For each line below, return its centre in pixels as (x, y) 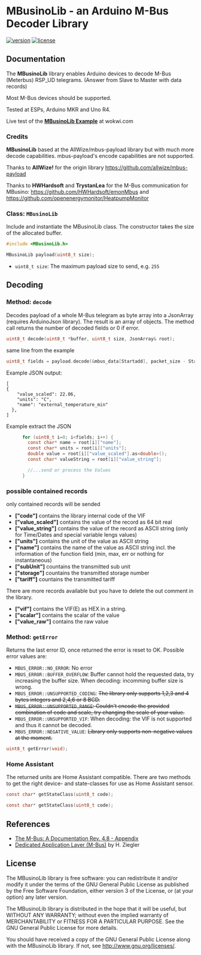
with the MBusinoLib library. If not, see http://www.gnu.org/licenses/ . (91, 945)
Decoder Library (47, 24)
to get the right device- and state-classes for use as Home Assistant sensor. (100, 784)
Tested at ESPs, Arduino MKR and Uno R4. (58, 110)
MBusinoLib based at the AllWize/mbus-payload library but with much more (100, 150)
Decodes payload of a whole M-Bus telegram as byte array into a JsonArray (100, 315)
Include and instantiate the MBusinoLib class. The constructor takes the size (100, 227)
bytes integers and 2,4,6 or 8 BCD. (57, 700)
